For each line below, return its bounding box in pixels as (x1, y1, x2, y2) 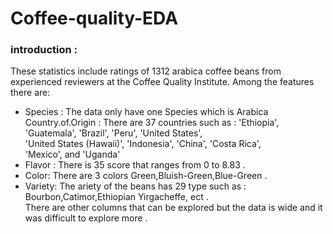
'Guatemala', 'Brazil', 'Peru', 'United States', (24, 127, 203, 139)
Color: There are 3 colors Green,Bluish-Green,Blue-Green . (24, 170, 268, 182)
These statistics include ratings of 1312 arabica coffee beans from (10, 65, 282, 77)
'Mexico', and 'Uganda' (24, 148, 121, 161)
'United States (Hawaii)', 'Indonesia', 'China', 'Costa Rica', (24, 138, 262, 150)
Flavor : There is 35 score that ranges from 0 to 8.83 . (24, 159, 246, 171)
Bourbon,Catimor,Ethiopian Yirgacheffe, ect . (24, 191, 209, 203)
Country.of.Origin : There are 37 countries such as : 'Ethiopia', (24, 117, 280, 129)
